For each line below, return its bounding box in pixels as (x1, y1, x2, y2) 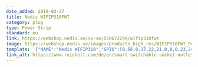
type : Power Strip (6, 24, 51, 31)
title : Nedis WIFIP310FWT (6, 14, 70, 20)
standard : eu (6, 30, 38, 36)
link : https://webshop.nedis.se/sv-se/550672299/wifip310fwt (6, 36, 160, 41)
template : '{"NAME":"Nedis (6, 47, 72, 52)
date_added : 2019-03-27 (6, 8, 65, 15)
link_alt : (6, 52, 31, 58)
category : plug (6, 19, 44, 25)
